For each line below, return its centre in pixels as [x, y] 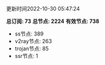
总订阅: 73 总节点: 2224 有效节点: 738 [53, 21]
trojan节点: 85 [32, 48]
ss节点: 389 [29, 34]
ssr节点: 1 [26, 56]
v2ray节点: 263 [33, 41]
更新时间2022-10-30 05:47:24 [43, 9]
